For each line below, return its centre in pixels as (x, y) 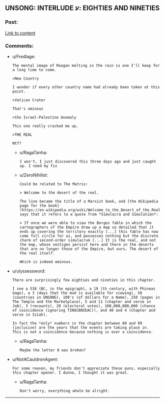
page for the (33, 205)
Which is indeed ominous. (46, 262)
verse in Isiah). (30, 315)
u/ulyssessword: (29, 271)
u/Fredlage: (24, 56)
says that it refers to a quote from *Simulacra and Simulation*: (89, 214)
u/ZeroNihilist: (34, 175)
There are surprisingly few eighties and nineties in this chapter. (84, 280)
